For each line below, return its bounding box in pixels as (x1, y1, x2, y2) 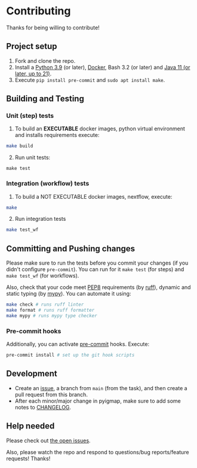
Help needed (6, 421, 55, 431)
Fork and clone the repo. (14, 57, 76, 64)
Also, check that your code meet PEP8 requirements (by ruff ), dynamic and (6, 284, 191, 291)
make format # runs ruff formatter (6, 307, 95, 314)
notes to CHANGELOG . (14, 403, 72, 411)
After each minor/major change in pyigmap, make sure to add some (14, 397, 181, 405)
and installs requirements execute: (14, 132, 100, 139)
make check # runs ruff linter (6, 302, 84, 308)
